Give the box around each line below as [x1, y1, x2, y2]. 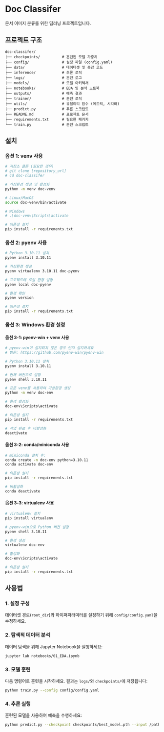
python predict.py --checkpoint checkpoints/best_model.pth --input [5, 722, 147, 727]
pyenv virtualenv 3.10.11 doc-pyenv [5, 268, 80, 273]
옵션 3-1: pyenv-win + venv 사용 [5, 334, 69, 340]
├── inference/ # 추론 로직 [5, 70, 82, 75]
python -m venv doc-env [5, 390, 54, 395]
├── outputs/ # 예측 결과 [5, 91, 82, 96]
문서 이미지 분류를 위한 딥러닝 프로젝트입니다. [5, 20, 91, 26]
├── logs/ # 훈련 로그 [5, 75, 82, 80]
